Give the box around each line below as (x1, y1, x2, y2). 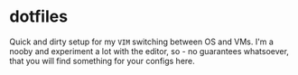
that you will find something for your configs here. (9, 55, 196, 66)
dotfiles (9, 6, 69, 27)
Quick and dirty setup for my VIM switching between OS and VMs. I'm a (9, 36, 274, 47)
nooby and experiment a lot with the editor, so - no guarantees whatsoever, (9, 45, 289, 56)
